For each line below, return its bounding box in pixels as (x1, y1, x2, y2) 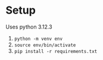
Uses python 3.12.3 (5, 23, 52, 30)
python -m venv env (14, 36, 63, 42)
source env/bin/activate (14, 42, 76, 48)
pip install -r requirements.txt (14, 48, 98, 54)
